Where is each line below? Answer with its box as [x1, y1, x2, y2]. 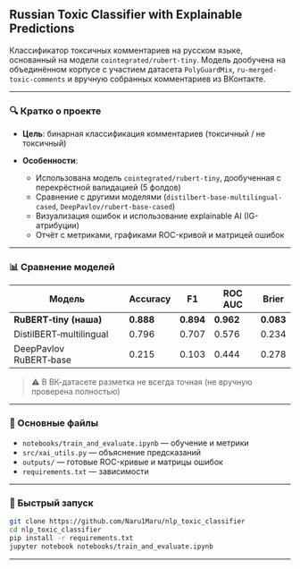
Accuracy [129, 293, 171, 305]
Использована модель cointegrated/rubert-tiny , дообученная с [35, 173, 281, 183]
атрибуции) [35, 220, 80, 231]
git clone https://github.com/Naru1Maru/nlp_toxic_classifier [9, 517, 246, 526]
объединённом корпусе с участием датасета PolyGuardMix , [9, 64, 235, 74]
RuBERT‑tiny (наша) [13, 313, 103, 326]
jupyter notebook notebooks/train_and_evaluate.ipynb [9, 541, 214, 551]
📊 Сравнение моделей [9, 261, 116, 274]
